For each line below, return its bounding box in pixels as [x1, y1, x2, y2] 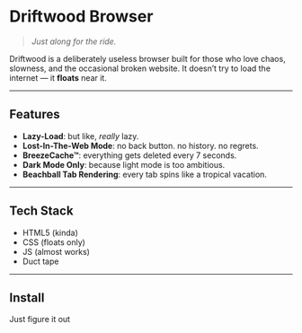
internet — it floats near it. [9, 72, 108, 83]
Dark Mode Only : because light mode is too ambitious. [22, 159, 226, 170]
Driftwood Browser [9, 6, 154, 27]
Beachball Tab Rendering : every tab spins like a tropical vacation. [22, 169, 268, 180]
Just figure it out [9, 314, 70, 325]
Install [9, 290, 45, 305]
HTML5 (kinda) [22, 227, 79, 238]
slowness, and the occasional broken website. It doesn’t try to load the [9, 63, 271, 74]
